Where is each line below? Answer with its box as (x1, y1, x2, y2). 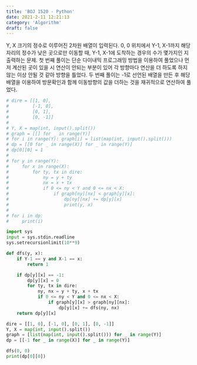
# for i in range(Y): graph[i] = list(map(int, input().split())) (6, 136, 172, 142)
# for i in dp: (6, 213, 44, 218)
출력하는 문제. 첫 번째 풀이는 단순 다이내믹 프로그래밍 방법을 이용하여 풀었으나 (6, 57, 183, 64)
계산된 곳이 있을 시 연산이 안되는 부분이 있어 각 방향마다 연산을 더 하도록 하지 (12, 64, 188, 71)
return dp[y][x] (16, 310, 57, 316)
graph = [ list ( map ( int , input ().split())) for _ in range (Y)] (6, 332, 162, 338)
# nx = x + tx (6, 180, 72, 186)
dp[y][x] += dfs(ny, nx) (58, 304, 119, 311)
